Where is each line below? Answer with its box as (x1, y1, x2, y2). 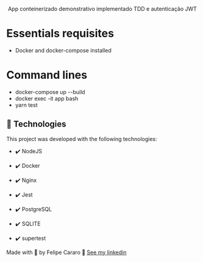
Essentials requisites (6, 27, 115, 40)
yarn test (15, 101, 38, 109)
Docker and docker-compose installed (15, 46, 112, 54)
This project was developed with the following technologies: (6, 135, 157, 142)
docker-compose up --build (15, 88, 85, 95)
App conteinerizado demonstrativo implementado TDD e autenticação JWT (8, 5, 197, 12)
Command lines (6, 68, 87, 82)
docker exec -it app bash (15, 95, 79, 102)
